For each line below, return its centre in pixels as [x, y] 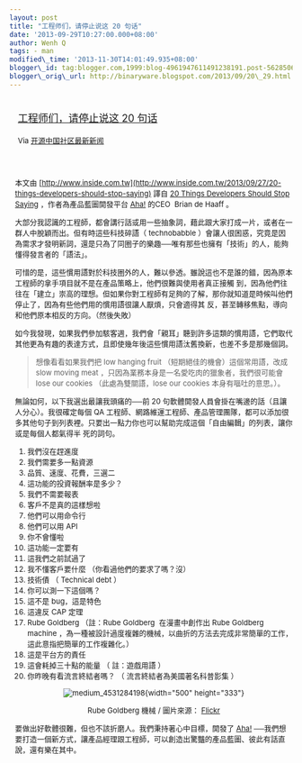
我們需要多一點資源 [61, 462]
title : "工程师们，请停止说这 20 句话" [75, 26]
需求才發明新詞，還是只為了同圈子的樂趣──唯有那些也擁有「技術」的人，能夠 [155, 243]
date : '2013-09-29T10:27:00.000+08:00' [84, 34]
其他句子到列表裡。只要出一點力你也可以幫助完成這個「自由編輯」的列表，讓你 [158, 422]
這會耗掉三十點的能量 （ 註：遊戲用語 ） [97, 665]
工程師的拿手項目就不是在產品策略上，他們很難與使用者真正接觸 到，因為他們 [147, 283]
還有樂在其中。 [56, 749]
